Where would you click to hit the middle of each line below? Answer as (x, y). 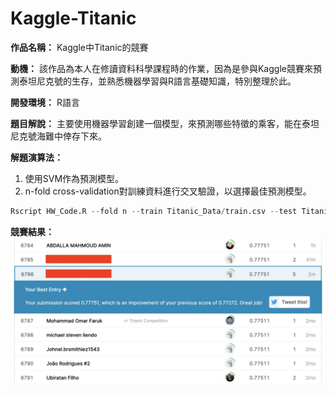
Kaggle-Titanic (73, 18)
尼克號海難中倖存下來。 (58, 136)
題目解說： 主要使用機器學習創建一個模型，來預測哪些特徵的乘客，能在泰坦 (165, 123)
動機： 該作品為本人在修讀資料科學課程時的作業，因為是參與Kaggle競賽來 (161, 68)
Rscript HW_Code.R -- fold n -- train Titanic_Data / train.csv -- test (154, 211)
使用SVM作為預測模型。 (74, 178)
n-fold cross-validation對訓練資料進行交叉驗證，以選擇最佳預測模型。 (168, 191)
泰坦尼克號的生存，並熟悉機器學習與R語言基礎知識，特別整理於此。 (157, 81)
